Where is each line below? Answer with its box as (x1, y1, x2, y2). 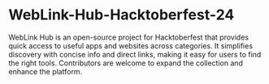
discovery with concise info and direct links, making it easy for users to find (8, 49, 262, 59)
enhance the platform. (8, 66, 83, 76)
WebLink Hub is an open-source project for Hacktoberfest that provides (8, 32, 249, 42)
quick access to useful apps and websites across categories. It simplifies (8, 40, 254, 50)
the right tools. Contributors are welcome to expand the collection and (8, 58, 244, 68)
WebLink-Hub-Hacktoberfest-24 (8, 6, 235, 24)
